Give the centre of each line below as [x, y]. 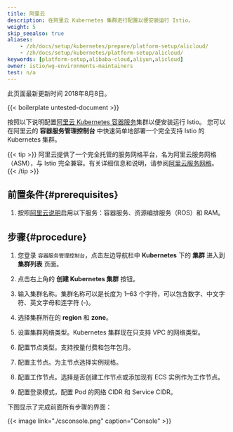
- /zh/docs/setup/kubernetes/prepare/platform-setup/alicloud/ [114, 46]
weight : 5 [22, 27]
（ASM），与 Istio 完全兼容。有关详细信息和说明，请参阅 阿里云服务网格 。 [113, 163]
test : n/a [22, 72]
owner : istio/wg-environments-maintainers [70, 66]
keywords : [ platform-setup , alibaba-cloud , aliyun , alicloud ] [95, 60]
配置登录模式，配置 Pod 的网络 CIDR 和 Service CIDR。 [97, 392]
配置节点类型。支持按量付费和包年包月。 [76, 347]
